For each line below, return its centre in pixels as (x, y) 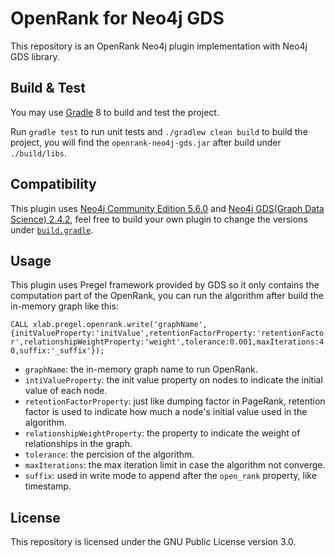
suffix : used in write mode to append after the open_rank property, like (170, 476)
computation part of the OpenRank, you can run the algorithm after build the (167, 296)
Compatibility (53, 184)
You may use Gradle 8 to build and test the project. (115, 112)
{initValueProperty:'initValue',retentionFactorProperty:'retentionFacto (167, 333)
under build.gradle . (52, 229)
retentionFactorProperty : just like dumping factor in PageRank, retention (175, 401)
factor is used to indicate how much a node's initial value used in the (166, 412)
